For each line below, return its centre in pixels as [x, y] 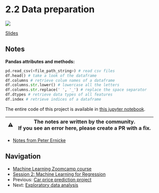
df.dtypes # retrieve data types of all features [59, 95]
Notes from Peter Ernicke [39, 140]
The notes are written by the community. [85, 122]
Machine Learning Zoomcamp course [52, 168]
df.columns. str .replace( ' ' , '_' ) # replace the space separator [76, 90]
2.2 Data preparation [50, 9]
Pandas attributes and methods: [40, 61]
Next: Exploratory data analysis [45, 185]
